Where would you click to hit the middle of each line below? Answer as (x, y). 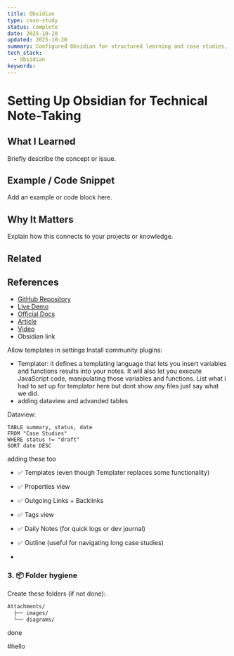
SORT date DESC (30, 446)
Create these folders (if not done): (57, 593)
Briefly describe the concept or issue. (62, 158)
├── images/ (31, 613)
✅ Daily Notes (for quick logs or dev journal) (82, 529)
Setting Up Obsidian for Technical (108, 101)
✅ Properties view (44, 487)
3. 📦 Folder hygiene (43, 575)
